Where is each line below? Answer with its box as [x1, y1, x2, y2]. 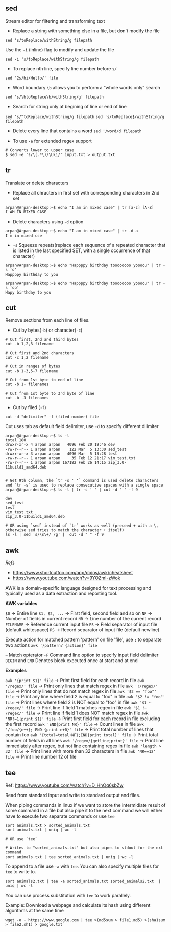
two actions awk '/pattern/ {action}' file [5, 642, 97, 648]
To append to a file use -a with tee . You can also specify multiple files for [5, 863, 159, 869]
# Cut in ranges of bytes [5, 364, 60, 369]
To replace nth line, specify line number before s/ [12, 65, 117, 71]
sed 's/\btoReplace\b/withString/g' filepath [5, 94, 104, 100]
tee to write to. [5, 869, 36, 875]
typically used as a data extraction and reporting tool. [5, 590, 118, 597]
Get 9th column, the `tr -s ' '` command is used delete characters [10, 478, 159, 483]
